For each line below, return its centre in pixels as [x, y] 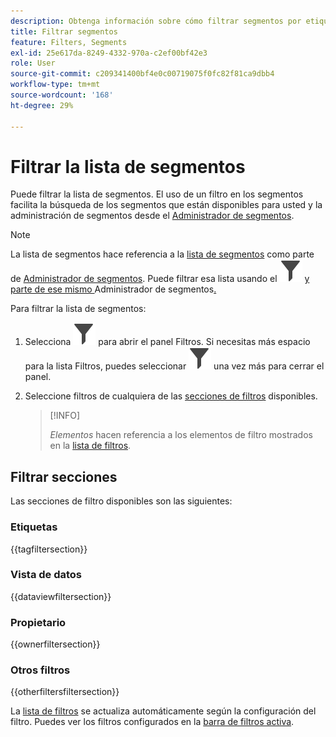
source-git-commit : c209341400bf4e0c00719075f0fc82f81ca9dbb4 [142, 74]
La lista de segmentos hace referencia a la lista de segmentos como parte [162, 254]
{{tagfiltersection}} [49, 549]
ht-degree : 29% [42, 105]
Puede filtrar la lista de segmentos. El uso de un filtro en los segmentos [157, 194]
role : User [33, 63]
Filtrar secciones [64, 476]
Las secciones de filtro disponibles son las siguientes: [121, 501]
